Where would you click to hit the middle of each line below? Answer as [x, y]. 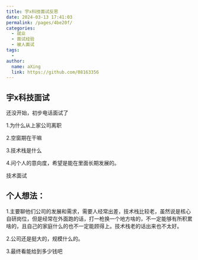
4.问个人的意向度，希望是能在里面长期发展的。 [63, 163]
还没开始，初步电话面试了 [37, 113]
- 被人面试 [23, 45]
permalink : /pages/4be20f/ [39, 22]
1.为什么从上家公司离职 [34, 125]
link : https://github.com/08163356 [55, 72]
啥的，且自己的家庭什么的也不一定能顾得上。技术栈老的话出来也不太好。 [94, 226]
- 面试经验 [23, 39]
